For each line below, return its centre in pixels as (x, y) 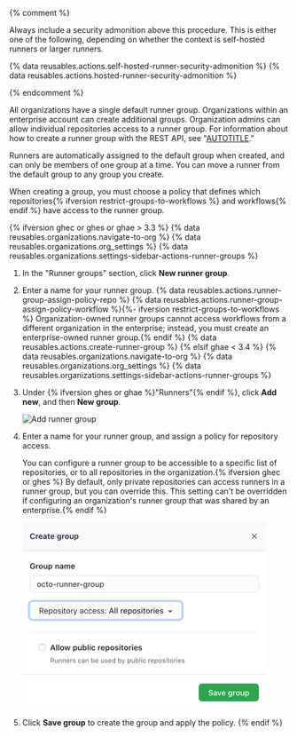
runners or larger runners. (56, 49)
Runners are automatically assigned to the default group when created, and (147, 155)
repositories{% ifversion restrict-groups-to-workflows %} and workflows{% (148, 201)
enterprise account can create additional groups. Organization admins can (145, 119)
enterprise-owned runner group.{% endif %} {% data (119, 337)
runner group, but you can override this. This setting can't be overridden (154, 491)
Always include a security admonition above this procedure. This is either (143, 30)
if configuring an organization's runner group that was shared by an (145, 500)
